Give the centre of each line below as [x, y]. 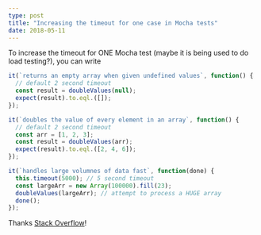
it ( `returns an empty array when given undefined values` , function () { [131, 76]
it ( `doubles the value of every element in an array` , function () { [124, 120]
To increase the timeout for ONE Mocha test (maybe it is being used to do [129, 53]
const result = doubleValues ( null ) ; [76, 91]
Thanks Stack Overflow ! [48, 223]
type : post [26, 15]
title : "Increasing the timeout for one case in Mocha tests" [113, 23]
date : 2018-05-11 [37, 30]
